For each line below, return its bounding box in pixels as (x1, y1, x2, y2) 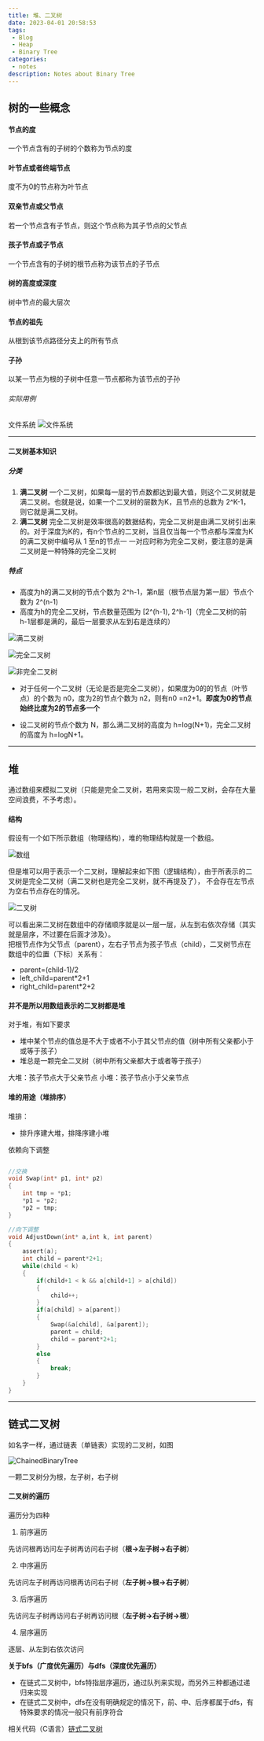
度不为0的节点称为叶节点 (8, 182, 89, 191)
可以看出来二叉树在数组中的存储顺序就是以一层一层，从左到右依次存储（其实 (8, 920, 256, 930)
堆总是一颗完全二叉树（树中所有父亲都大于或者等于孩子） (19, 1056, 206, 1066)
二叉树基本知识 (8, 446, 57, 457)
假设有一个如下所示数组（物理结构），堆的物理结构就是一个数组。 (8, 834, 218, 843)
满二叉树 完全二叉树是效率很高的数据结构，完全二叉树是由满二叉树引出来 (19, 517, 256, 527)
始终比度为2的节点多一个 (19, 704, 101, 713)
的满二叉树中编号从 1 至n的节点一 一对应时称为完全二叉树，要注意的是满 (19, 537, 253, 546)
